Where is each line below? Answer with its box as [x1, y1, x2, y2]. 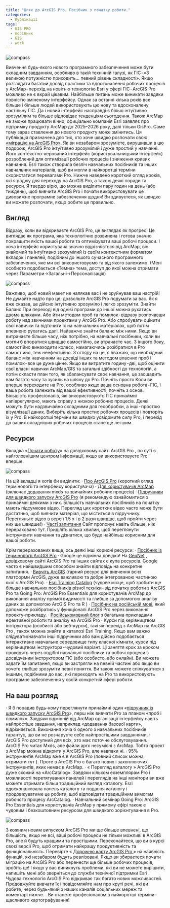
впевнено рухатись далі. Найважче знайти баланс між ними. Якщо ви [6, 328, 157, 334]
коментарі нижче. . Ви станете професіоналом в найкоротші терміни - [6, 892, 157, 898]
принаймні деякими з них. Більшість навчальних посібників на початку [6, 499, 160, 506]
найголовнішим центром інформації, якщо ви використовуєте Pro [6, 453, 148, 459]
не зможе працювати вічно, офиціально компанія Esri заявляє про [6, 118, 150, 124]
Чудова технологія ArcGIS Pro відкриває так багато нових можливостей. [6, 876, 162, 882]
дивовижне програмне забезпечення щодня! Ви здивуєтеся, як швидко [6, 193, 161, 199]
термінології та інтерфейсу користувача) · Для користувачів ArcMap [6, 483, 154, 490]
